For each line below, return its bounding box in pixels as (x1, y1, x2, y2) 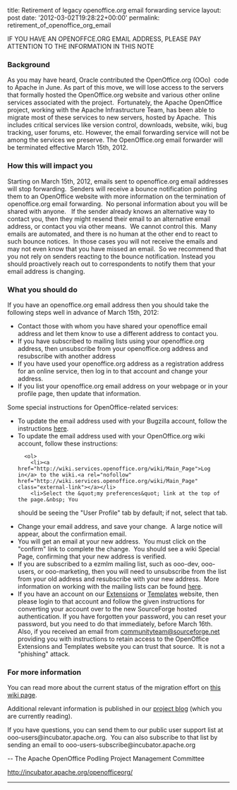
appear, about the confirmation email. (17, 529, 127, 538)
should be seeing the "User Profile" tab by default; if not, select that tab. (17, 508, 228, 517)
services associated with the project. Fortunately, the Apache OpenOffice (7, 98, 223, 107)
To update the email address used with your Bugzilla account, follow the (17, 417, 227, 425)
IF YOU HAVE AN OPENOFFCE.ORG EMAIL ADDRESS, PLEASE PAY (7, 35, 202, 43)
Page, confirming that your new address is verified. (17, 552, 167, 561)
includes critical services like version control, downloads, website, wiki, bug (7, 121, 228, 129)
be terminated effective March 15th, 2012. (7, 143, 128, 152)
